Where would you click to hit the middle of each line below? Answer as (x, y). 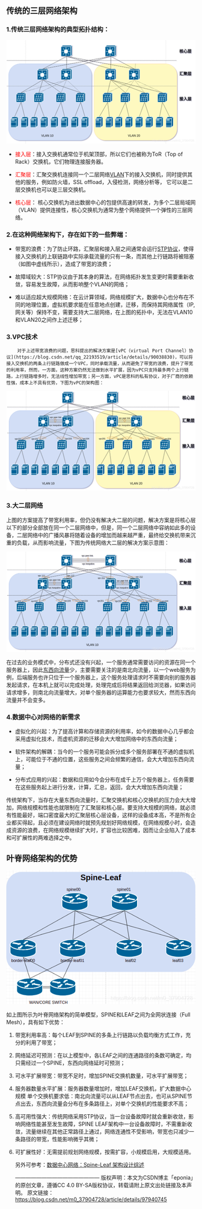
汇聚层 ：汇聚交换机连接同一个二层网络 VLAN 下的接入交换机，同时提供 (101, 174)
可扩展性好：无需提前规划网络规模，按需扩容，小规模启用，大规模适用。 (104, 1152)
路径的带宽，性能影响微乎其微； (60, 1139)
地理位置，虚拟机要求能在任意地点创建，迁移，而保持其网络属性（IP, (110, 305)
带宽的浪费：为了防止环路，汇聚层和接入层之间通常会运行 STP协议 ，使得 (104, 249)
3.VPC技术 (22, 337)
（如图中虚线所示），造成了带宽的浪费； (64, 264)
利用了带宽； (41, 1042)
